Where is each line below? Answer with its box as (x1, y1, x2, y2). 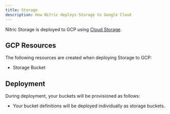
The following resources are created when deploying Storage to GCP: (5, 55, 152, 61)
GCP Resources (5, 41, 56, 50)
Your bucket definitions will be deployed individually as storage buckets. (12, 103, 165, 109)
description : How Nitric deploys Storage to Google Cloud (5, 12, 132, 17)
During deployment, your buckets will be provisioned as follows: (5, 93, 141, 99)
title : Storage (5, 7, 38, 13)
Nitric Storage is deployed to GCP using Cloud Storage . (5, 26, 122, 32)
